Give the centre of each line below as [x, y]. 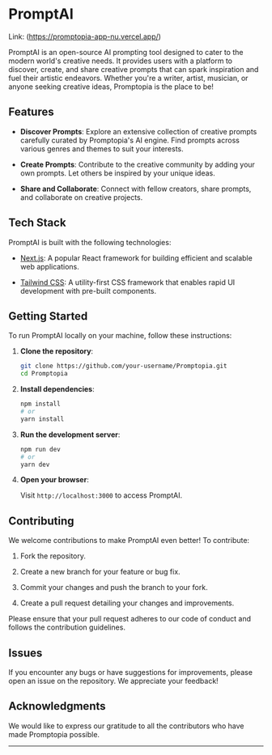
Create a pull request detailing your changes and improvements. [127, 603]
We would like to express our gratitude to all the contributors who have [126, 726]
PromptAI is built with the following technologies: [90, 242]
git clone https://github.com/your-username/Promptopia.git [123, 366]
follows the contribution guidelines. [67, 627]
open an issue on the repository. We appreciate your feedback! [113, 681]
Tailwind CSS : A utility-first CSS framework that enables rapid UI [127, 282]
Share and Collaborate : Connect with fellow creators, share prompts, [136, 189]
